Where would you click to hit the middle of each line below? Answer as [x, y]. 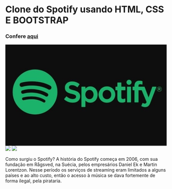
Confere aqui [22, 36]
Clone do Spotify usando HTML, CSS [85, 9]
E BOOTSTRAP [37, 20]
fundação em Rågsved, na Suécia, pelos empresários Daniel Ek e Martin [81, 164]
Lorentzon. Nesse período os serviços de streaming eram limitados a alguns [86, 170]
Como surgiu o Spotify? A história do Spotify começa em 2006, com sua [82, 159]
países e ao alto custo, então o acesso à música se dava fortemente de [80, 175]
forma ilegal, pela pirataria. [34, 181]
